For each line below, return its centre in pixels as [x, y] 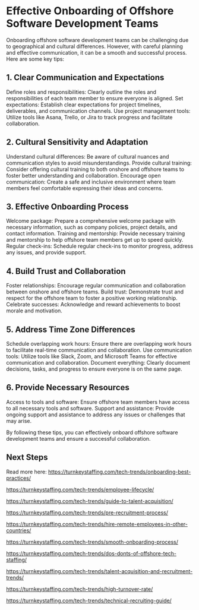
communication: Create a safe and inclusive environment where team [91, 182]
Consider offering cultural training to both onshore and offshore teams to [95, 169]
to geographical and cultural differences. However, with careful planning [94, 46]
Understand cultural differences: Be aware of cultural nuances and [88, 156]
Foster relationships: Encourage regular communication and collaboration [96, 286]
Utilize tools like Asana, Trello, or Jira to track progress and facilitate [90, 117]
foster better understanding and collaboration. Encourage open [83, 175]
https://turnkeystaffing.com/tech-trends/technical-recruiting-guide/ [89, 600]
